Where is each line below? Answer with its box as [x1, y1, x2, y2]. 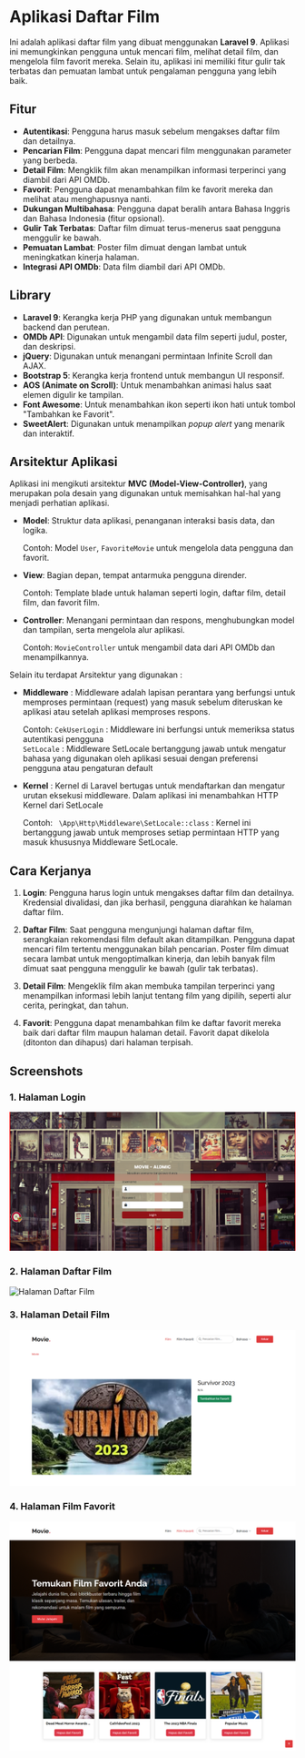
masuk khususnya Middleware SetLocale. [22, 837, 179, 848]
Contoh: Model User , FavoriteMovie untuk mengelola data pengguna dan [22, 543, 294, 554]
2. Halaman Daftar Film [9, 1265, 112, 1278]
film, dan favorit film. [22, 597, 100, 608]
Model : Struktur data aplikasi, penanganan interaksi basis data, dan [22, 515, 275, 526]
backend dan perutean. [22, 321, 111, 332]
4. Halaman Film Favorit [9, 1500, 116, 1513]
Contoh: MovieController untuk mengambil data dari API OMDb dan [22, 642, 275, 653]
